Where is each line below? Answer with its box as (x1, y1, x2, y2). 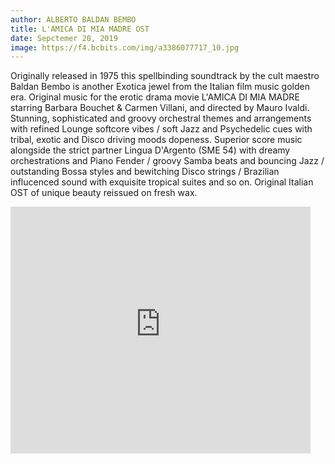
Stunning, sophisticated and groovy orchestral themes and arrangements (10, 112, 312, 125)
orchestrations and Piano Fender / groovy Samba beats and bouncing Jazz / (10, 155, 325, 167)
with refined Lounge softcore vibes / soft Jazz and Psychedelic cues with (10, 123, 313, 135)
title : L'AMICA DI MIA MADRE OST (10, 24, 150, 34)
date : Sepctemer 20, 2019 (10, 33, 118, 43)
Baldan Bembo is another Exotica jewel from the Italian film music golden (10, 81, 310, 93)
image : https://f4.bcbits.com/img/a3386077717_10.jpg (10, 42, 240, 53)
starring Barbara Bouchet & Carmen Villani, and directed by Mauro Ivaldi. (10, 102, 310, 114)
